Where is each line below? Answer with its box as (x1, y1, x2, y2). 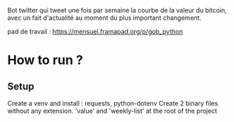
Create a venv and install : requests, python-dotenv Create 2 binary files (7, 99, 218, 107)
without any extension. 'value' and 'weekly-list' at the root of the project (7, 106, 218, 115)
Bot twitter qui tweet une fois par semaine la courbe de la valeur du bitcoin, (7, 6, 227, 14)
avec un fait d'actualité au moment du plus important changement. (7, 13, 202, 22)
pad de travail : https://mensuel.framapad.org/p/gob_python (7, 28, 183, 35)
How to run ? (7, 52, 84, 68)
